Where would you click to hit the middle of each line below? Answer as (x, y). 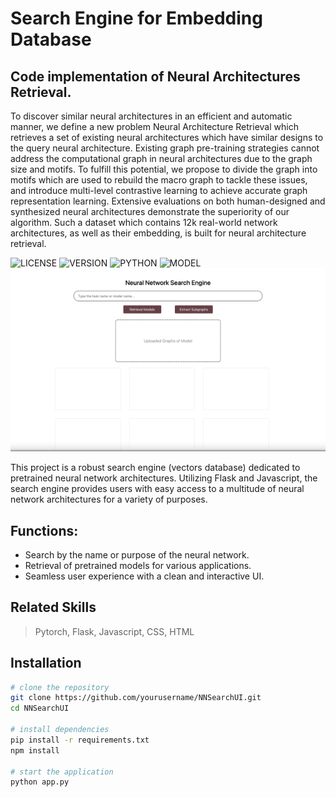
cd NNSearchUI (40, 708)
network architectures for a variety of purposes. (109, 499)
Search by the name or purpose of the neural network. (137, 554)
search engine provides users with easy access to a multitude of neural (157, 489)
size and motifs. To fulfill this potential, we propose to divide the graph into (164, 169)
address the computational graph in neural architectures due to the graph (161, 158)
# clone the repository (60, 687)
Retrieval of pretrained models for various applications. (138, 565)
